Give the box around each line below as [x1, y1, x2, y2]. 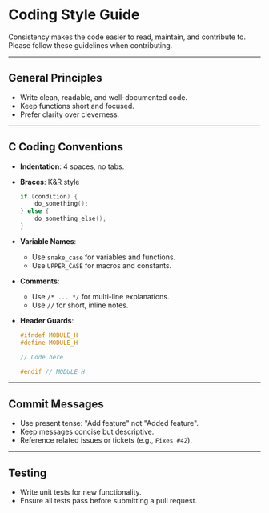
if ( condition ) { [19, 192, 78, 201]
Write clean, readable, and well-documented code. [19, 92, 188, 102]
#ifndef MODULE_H [19, 331, 78, 339]
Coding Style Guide [8, 6, 140, 24]
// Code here [19, 353, 64, 361]
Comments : [19, 276, 60, 286]
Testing [8, 466, 47, 479]
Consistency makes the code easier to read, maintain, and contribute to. [8, 32, 247, 42]
